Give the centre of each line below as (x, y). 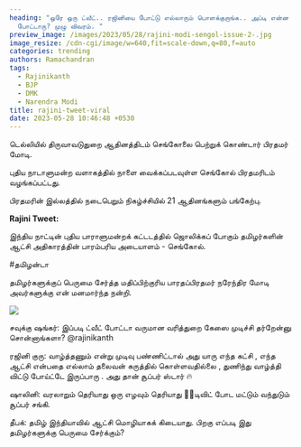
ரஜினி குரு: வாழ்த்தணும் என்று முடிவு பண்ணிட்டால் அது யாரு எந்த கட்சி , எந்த (143, 356)
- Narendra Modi (48, 102)
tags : (19, 69)
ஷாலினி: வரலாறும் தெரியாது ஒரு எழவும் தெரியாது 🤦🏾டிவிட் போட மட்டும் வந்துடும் (150, 395)
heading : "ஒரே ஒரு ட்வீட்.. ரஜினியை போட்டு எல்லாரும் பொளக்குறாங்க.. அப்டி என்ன (149, 18)
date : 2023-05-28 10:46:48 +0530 (72, 118)
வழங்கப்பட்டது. (35, 182)
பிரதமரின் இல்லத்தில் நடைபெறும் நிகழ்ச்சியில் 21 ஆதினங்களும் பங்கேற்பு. (135, 200)
